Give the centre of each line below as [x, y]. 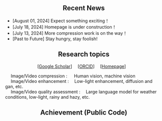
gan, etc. [14, 86]
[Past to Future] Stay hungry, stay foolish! [55, 39]
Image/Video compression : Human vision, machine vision [73, 76]
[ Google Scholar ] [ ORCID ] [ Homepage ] [81, 66]
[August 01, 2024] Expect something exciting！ [61, 21]
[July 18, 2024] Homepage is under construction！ [64, 27]
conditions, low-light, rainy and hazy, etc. [48, 97]
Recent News [84, 8]
